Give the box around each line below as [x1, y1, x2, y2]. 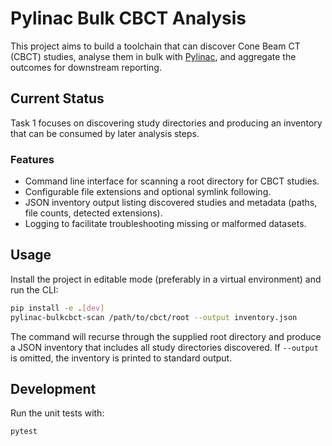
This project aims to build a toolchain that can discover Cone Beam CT [10, 40, 301, 52]
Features [10, 152, 55, 166]
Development [10, 381, 97, 397]
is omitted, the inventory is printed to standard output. [10, 352, 233, 364]
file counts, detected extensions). [24, 207, 163, 219]
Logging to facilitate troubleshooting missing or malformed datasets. [24, 218, 307, 230]
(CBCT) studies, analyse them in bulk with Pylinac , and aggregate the [10, 50, 297, 62]
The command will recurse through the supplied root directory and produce [10, 330, 322, 342]
